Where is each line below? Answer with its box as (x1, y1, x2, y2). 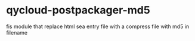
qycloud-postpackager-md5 (6, 4, 150, 17)
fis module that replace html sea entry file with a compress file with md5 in (6, 23, 190, 30)
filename (6, 29, 28, 36)
